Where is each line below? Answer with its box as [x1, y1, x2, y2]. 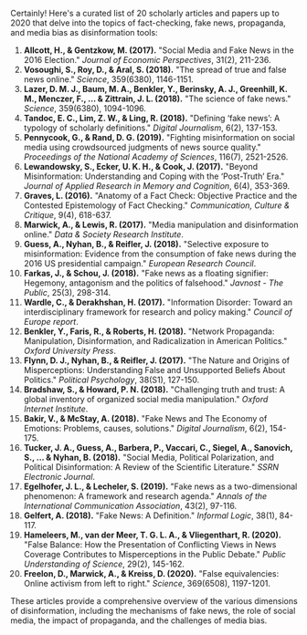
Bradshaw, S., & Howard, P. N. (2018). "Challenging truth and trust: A [23, 384, 286, 395]
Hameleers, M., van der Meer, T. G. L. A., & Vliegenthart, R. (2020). [23, 529, 281, 540]
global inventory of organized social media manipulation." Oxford [23, 394, 269, 404]
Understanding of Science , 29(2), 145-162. [23, 558, 185, 569]
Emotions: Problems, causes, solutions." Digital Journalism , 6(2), [23, 423, 268, 433]
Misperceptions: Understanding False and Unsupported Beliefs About [23, 365, 286, 375]
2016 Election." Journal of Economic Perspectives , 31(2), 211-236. [23, 55, 272, 65]
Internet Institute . [23, 403, 89, 414]
